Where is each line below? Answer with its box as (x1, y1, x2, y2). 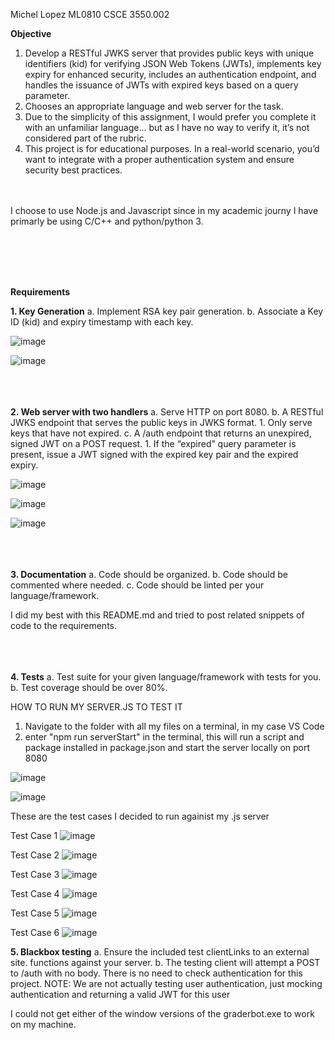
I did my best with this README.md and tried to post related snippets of (10, 609, 305, 621)
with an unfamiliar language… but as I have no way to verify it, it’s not (24, 122, 310, 133)
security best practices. (24, 164, 123, 176)
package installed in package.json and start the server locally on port (24, 742, 311, 753)
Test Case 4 (10, 888, 60, 899)
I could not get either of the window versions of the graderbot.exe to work (10, 1008, 315, 1019)
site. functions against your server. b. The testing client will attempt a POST (10, 957, 321, 968)
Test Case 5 (10, 907, 60, 919)
